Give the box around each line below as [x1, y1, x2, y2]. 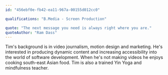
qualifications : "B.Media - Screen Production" [5, 16, 107, 21]
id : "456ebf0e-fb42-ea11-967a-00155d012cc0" [5, 7, 100, 12]
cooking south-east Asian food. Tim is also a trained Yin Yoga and [5, 59, 142, 65]
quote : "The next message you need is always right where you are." [5, 25, 152, 30]
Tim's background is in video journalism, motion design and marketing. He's [5, 43, 163, 50]
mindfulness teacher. [5, 65, 49, 71]
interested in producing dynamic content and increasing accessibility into [5, 49, 157, 55]
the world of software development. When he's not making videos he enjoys [5, 54, 163, 60]
